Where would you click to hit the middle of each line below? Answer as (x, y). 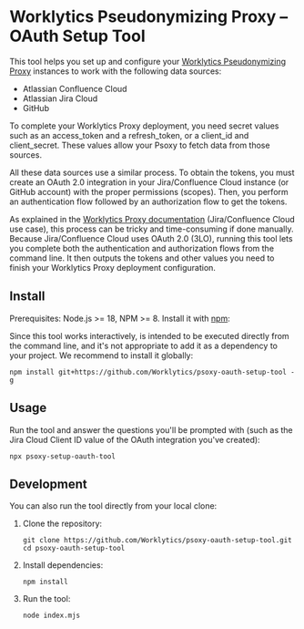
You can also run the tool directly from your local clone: (113, 506)
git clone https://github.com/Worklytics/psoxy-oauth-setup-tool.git (157, 541)
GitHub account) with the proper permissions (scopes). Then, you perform (149, 191)
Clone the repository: (62, 524)
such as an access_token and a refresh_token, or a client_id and (129, 135)
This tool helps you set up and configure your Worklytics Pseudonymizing (148, 61)
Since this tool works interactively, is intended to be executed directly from (149, 335)
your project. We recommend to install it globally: (101, 355)
